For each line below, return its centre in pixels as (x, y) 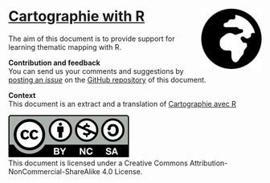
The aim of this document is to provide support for (92, 39)
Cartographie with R (77, 16)
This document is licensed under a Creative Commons (98, 163)
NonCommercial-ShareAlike (54, 171)
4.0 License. (122, 171)
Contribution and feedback (54, 63)
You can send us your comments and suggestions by (96, 71)
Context (22, 95)
